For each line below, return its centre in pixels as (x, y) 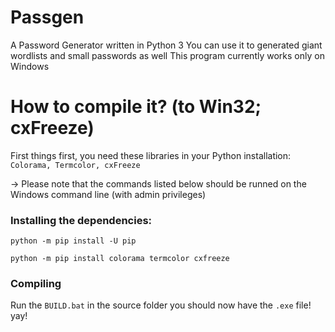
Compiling (36, 284)
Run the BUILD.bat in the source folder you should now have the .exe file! (161, 305)
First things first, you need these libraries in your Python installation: (151, 155)
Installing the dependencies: (81, 220)
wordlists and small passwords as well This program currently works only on (167, 55)
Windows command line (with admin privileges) (108, 194)
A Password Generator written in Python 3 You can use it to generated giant (166, 45)
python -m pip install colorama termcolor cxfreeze (120, 259)
